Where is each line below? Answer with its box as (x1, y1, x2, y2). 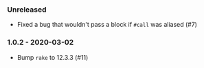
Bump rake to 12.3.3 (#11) (16, 53, 89, 61)
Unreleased (7, 5, 47, 14)
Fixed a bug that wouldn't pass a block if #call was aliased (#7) (16, 21, 198, 29)
